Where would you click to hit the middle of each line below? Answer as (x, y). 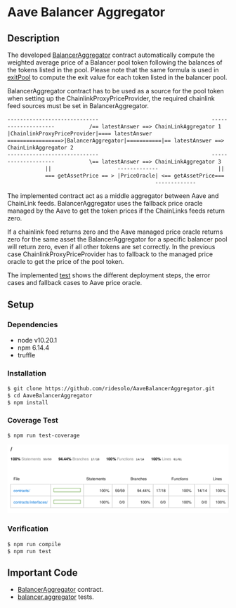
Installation (27, 373)
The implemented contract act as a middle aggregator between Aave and (113, 196)
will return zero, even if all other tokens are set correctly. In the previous (111, 247)
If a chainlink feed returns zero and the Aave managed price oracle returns (115, 232)
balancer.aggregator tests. (56, 597)
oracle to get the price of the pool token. (66, 262)
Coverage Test (33, 420)
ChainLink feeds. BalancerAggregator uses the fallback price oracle (105, 203)
